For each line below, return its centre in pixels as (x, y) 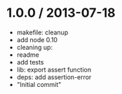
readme (28, 55)
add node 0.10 (37, 39)
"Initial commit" (39, 84)
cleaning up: (35, 47)
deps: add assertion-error (54, 77)
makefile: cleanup (42, 32)
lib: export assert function (54, 69)
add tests (30, 62)
